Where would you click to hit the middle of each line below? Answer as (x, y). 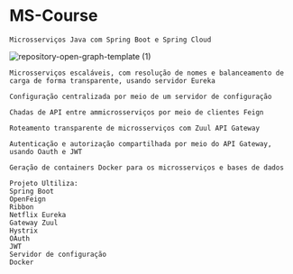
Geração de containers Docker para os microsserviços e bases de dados (146, 168)
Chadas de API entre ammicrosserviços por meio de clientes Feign (137, 112)
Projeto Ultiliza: (44, 183)
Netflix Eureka (38, 215)
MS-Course (54, 16)
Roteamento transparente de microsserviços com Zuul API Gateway (134, 128)
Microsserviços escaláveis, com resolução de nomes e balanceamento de (146, 73)
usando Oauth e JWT (46, 151)
